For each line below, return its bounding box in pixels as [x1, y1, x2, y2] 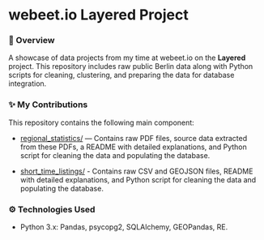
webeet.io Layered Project [8, 6, 189, 24]
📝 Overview [8, 35, 55, 46]
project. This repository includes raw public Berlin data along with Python [8, 62, 253, 71]
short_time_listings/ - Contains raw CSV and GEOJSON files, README [19, 166, 253, 176]
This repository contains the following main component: [8, 118, 194, 127]
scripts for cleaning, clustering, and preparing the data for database [8, 71, 235, 80]
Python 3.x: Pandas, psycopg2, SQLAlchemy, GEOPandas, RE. [19, 222, 228, 232]
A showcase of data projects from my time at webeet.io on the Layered [8, 53, 246, 62]
